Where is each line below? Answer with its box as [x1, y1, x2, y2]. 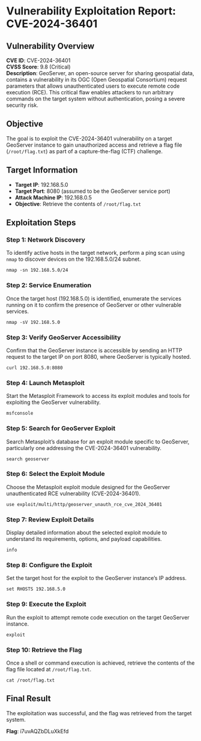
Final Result [6, 694, 51, 704]
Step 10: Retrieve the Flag [6, 645, 82, 654]
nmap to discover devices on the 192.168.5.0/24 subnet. [6, 255, 141, 263]
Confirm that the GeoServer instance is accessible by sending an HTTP [6, 347, 183, 354]
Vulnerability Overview [6, 41, 95, 51]
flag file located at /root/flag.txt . [6, 665, 92, 672]
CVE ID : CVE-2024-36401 [6, 57, 71, 64]
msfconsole [6, 410, 34, 416]
